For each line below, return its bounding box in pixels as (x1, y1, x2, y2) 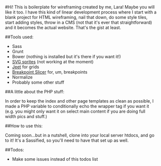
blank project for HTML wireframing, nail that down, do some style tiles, (5, 15, 148, 20)
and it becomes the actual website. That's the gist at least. (5, 25, 121, 30)
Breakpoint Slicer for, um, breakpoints (12, 69, 88, 75)
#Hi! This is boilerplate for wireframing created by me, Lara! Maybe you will (5, 4, 155, 10)
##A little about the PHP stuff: (5, 89, 64, 94)
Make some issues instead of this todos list (12, 156, 98, 162)
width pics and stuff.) (5, 114, 47, 119)
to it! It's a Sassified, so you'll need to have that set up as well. (5, 137, 129, 143)
